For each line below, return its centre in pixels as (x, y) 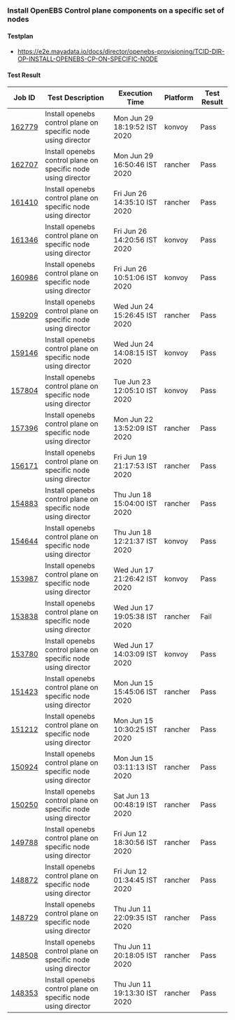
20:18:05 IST (135, 956)
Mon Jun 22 (133, 420)
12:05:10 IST (135, 391)
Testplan (20, 36)
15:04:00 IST (135, 504)
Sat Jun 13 (131, 796)
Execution (135, 93)
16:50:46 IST (135, 165)
